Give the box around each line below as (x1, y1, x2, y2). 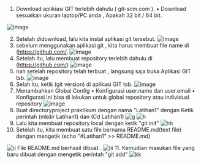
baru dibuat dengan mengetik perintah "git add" (7, 151, 128, 158)
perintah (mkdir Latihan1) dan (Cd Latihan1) (15, 113, 124, 120)
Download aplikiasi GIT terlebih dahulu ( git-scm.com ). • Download (15, 5, 186, 12)
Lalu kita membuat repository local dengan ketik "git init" (15, 119, 159, 127)
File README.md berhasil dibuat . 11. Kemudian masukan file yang (17, 144, 195, 151)
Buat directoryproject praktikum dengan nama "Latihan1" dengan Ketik (15, 107, 194, 113)
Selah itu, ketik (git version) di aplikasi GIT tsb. (15, 80, 133, 88)
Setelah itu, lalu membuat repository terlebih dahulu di (15, 55, 153, 62)
